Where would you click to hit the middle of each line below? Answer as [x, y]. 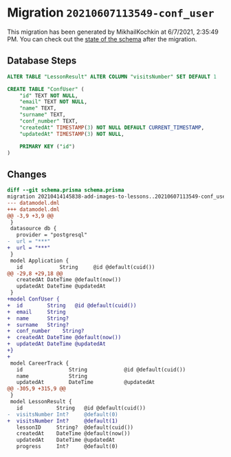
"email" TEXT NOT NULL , [54, 102]
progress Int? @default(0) [67, 447]
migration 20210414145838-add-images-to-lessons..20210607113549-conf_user [118, 197]
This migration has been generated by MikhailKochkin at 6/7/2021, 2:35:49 [113, 32]
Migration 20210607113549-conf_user [111, 13]
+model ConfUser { [33, 299]
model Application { [40, 261]
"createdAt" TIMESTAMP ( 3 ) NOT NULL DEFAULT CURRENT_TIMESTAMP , [112, 128]
